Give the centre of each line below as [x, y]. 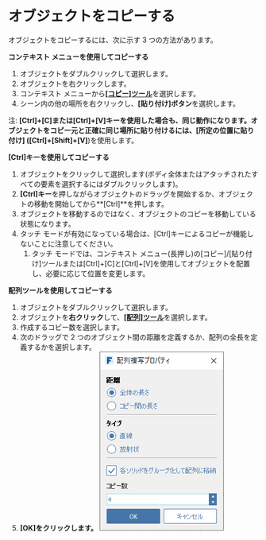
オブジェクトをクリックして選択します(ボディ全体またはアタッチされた [135, 174]
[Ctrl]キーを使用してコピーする [59, 157]
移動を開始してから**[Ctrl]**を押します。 [101, 204]
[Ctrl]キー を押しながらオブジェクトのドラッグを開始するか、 [119, 194]
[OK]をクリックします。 [58, 528]
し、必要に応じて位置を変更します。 [91, 273]
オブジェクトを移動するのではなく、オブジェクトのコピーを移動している [138, 214]
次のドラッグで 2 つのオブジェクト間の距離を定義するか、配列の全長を [135, 337]
